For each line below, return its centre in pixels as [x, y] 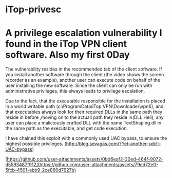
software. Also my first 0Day [68, 55]
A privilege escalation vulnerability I [84, 33]
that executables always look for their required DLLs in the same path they [84, 112]
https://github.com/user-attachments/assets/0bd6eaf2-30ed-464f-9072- [85, 159]
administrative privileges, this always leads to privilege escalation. [75, 91]
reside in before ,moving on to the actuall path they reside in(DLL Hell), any [84, 117]
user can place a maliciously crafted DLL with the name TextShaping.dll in [83, 123]
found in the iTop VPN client [66, 44]
